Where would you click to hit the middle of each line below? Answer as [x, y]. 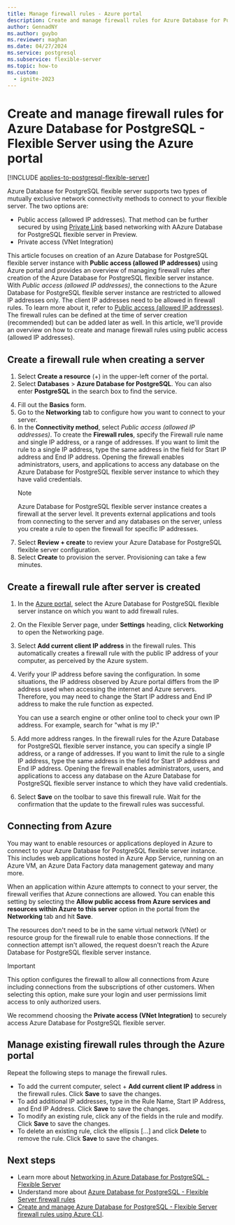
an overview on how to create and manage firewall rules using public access [117, 330]
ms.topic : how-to [33, 66]
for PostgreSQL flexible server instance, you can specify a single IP [114, 746]
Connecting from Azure [59, 827]
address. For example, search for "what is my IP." [88, 725]
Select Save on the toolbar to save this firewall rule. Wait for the [109, 797]
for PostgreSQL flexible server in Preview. [77, 235]
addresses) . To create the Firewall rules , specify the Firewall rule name [120, 434]
